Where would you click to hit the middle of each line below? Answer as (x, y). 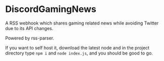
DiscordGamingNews (51, 9)
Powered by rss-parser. (30, 38)
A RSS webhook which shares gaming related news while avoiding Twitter (82, 23)
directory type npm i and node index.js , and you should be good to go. (79, 53)
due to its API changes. (29, 28)
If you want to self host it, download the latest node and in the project (77, 47)
